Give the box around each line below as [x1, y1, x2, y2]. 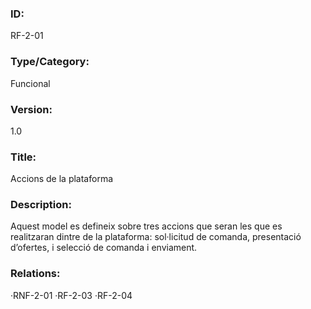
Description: [10, 198, 72, 212]
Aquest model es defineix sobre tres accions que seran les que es [10, 220, 283, 232]
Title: [10, 150, 37, 164]
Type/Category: [10, 55, 90, 69]
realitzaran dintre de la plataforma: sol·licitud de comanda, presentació [10, 231, 302, 243]
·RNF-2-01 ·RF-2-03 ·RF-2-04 [10, 289, 133, 301]
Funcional [10, 77, 51, 89]
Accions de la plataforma [10, 173, 114, 185]
